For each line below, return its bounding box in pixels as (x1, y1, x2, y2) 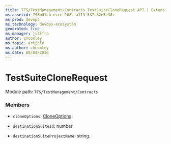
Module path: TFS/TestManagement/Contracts (5, 89, 98, 95)
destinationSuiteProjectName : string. (12, 133, 91, 139)
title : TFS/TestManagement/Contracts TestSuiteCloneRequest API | (5, 7, 149, 13)
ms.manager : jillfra (5, 31, 49, 36)
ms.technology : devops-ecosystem (5, 21, 76, 27)
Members (5, 101, 30, 108)
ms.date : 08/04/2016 (5, 50, 49, 55)
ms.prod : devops (5, 17, 40, 22)
